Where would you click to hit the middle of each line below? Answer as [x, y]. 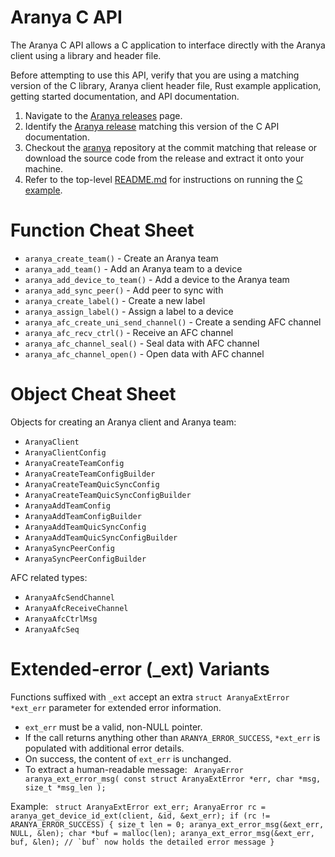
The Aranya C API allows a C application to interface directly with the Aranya [168, 45]
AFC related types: [49, 577]
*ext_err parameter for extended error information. [116, 707]
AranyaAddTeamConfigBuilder [83, 516]
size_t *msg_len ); [65, 787]
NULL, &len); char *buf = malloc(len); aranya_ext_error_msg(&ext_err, [162, 833]
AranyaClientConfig [65, 452]
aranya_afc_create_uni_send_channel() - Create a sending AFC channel [173, 322]
